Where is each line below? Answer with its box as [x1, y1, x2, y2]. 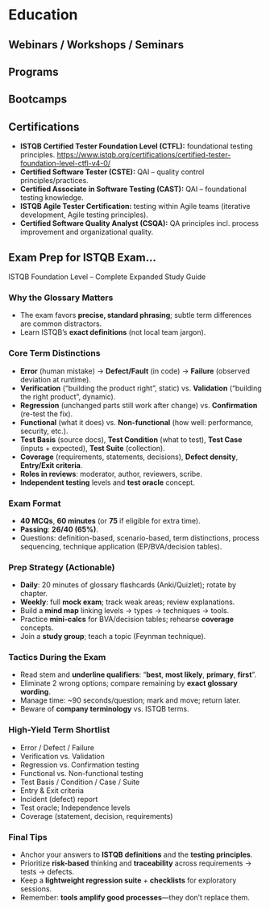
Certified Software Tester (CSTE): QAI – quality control [19, 167, 205, 177]
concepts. [19, 623, 54, 632]
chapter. [19, 589, 48, 599]
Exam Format [8, 498, 62, 509]
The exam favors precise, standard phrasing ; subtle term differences [19, 311, 252, 320]
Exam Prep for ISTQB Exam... [8, 250, 157, 264]
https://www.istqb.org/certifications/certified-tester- [56, 150, 231, 160]
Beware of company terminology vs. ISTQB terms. [19, 704, 189, 714]
